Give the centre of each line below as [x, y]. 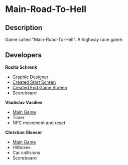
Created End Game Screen [40, 87]
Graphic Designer [30, 77]
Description [24, 28]
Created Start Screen [34, 82]
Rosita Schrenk [21, 67]
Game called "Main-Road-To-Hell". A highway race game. [64, 39]
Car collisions [26, 153]
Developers [23, 55]
